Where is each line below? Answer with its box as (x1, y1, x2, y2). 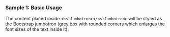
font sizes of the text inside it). (5, 26, 69, 32)
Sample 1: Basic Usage (5, 4, 63, 11)
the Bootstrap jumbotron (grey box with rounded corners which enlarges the (5, 21, 165, 27)
